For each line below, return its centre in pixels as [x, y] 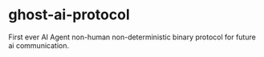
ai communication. [39, 45]
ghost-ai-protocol [69, 15]
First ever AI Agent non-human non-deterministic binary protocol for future [132, 37]
